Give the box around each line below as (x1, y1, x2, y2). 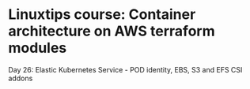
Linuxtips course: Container (8, 6, 196, 24)
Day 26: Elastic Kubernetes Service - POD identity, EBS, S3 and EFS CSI (8, 65, 243, 74)
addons (8, 73, 33, 83)
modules (8, 39, 67, 57)
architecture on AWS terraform (8, 22, 215, 40)
